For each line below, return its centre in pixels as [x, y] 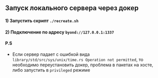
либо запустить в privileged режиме [51, 70]
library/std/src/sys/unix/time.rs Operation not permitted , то [78, 59]
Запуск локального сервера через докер [72, 8]
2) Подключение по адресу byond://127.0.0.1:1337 [60, 32]
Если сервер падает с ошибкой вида [51, 54]
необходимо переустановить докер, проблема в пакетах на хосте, [83, 65]
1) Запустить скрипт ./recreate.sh [42, 20]
